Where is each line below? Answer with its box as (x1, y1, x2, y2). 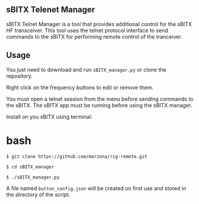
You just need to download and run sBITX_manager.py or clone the (6, 66, 166, 73)
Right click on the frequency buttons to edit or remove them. (6, 84, 154, 91)
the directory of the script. (6, 191, 71, 198)
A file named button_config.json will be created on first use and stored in (6, 184, 187, 192)
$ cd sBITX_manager (6, 164, 55, 170)
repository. (6, 72, 33, 79)
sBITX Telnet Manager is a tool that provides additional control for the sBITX (6, 20, 192, 27)
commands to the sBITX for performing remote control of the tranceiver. (6, 33, 182, 40)
